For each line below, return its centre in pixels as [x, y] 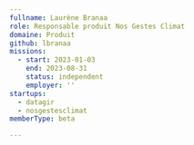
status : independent [65, 77]
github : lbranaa [40, 43]
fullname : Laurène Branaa [58, 18]
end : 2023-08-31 [57, 69]
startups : [28, 93]
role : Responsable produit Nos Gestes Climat [97, 26]
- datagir [36, 102]
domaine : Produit [42, 34]
